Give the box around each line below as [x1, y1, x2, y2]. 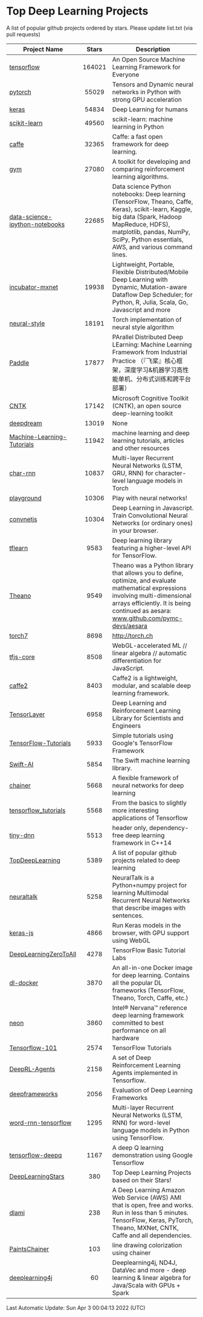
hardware [112, 1033, 140, 1042]
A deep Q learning [112, 1143, 164, 1152]
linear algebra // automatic [112, 649, 187, 657]
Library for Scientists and [112, 714, 184, 722]
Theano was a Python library [112, 561, 194, 569]
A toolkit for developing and [112, 157, 191, 166]
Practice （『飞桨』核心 [112, 356, 177, 365]
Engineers [112, 721, 141, 730]
